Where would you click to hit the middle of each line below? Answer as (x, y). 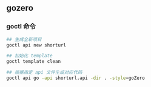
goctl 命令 (21, 27)
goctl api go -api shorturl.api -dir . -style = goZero (76, 78)
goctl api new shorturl (36, 45)
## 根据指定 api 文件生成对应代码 (44, 72)
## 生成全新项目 (24, 39)
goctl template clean (34, 62)
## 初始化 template (29, 56)
